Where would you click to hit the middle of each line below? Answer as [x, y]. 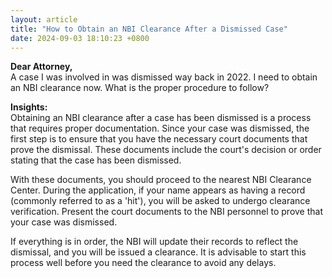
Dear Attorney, [41, 67]
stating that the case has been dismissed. [96, 160]
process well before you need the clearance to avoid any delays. [143, 263]
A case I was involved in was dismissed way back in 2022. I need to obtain [164, 77]
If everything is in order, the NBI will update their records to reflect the [154, 242]
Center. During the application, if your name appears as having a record [158, 190]
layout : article [44, 19]
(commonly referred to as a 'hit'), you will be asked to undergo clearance [160, 201]
